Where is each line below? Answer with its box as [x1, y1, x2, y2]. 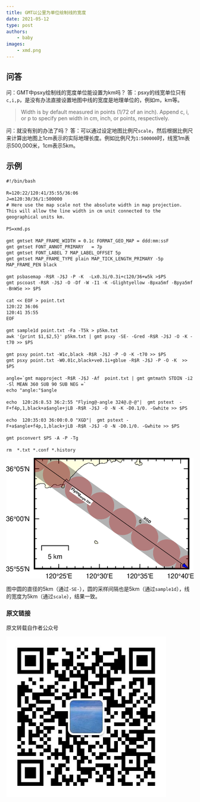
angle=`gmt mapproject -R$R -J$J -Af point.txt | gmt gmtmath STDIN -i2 [6, 375, 193, 381]
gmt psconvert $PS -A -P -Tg [6, 435, 79, 441]
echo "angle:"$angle [6, 387, 58, 393]
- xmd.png [17, 48, 42, 54]
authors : [6, 29, 28, 35]
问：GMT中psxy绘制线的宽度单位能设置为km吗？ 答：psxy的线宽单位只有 [6, 88, 186, 96]
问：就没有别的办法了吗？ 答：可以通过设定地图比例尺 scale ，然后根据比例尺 [6, 127, 193, 134]
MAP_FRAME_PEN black [6, 262, 58, 268]
